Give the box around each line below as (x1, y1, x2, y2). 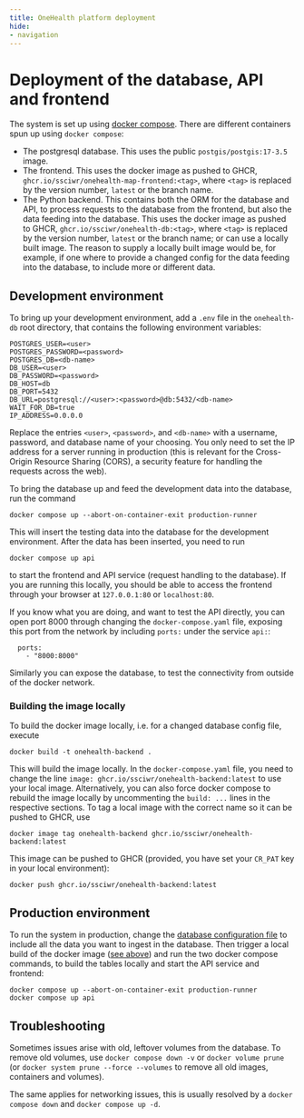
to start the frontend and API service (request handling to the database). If (9, 570, 287, 581)
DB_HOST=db (9, 379, 51, 389)
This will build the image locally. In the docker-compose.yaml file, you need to (9, 764, 293, 774)
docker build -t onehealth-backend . (9, 747, 152, 757)
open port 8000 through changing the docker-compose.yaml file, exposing (9, 616, 283, 627)
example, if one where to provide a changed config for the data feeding (22, 252, 290, 264)
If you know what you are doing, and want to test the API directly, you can (9, 606, 286, 618)
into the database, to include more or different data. (22, 262, 216, 273)
